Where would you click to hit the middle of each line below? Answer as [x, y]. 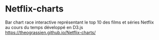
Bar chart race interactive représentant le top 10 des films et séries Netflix [79, 22]
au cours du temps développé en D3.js [44, 27]
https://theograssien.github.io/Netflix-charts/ [51, 32]
